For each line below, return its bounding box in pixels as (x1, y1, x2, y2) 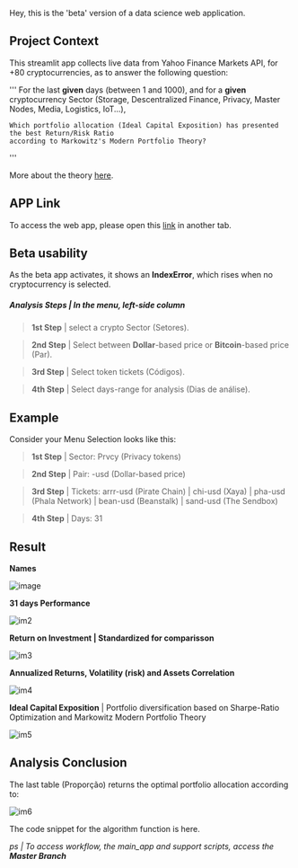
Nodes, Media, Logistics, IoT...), (9, 103, 127, 114)
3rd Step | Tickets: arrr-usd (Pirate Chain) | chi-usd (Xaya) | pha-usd (31, 486, 285, 497)
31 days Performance (9, 598, 91, 609)
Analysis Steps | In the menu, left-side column (9, 300, 186, 311)
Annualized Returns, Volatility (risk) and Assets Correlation (9, 668, 235, 678)
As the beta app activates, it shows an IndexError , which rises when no (9, 270, 274, 280)
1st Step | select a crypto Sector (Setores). (31, 323, 190, 333)
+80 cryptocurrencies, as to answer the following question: (9, 66, 229, 77)
